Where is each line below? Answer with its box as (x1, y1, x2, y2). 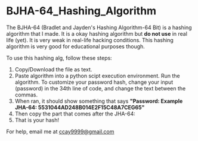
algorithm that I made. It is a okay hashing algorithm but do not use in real (6, 30, 188, 37)
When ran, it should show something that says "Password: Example (14, 97, 183, 105)
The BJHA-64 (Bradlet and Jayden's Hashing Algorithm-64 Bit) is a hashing (6, 24, 192, 31)
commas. (14, 91, 38, 98)
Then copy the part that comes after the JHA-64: (14, 110, 136, 117)
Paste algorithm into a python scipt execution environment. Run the (14, 72, 180, 79)
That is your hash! (14, 116, 60, 123)
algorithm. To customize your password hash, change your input (14, 79, 174, 86)
